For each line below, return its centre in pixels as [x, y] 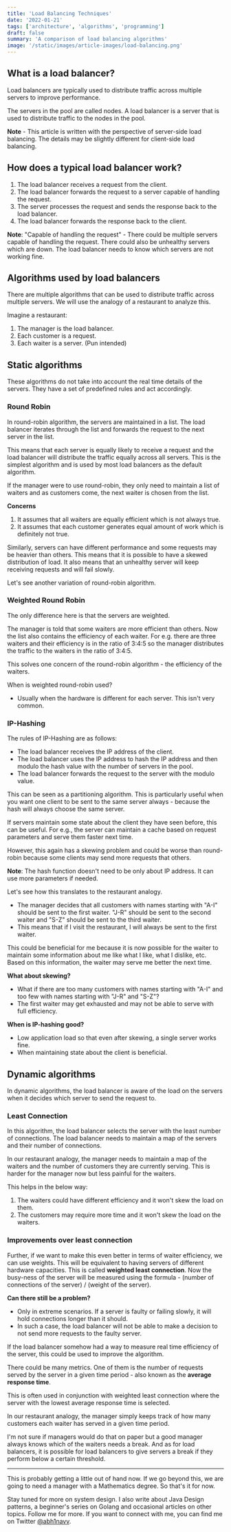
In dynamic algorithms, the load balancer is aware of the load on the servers [115, 1091]
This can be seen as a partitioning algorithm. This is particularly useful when [115, 794]
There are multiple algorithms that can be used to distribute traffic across [111, 294]
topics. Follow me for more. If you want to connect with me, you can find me [115, 1513]
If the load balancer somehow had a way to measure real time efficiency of [113, 1347]
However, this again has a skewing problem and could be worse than [104, 850]
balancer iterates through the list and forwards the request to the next [106, 429]
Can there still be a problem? [49, 1298]
